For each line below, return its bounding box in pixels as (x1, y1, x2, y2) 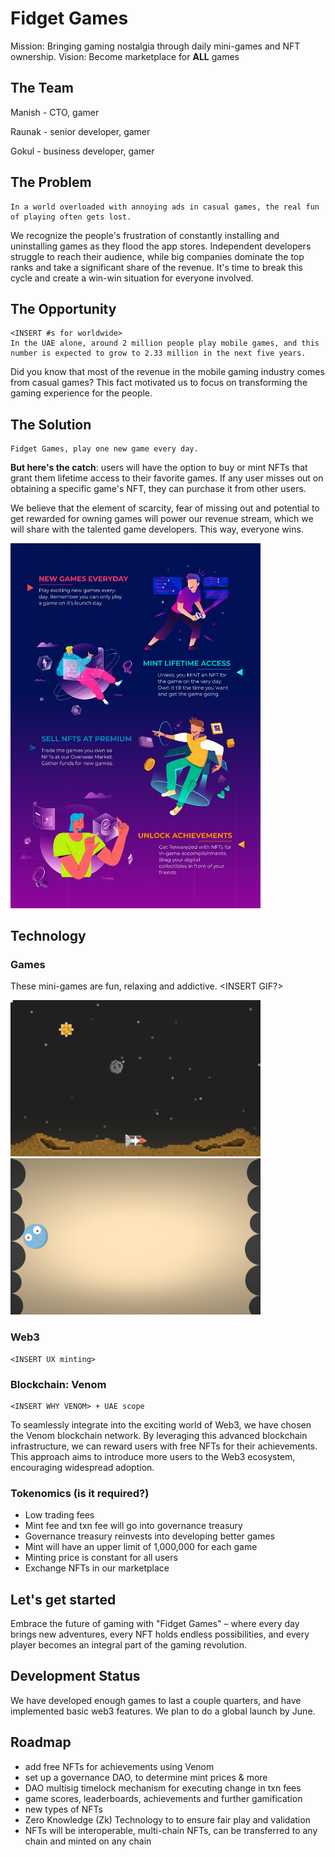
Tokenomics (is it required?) (10, 1486, 150, 1500)
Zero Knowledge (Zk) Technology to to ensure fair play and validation (24, 1813, 311, 1826)
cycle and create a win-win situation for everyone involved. (10, 272, 254, 284)
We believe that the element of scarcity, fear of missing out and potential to (10, 502, 320, 514)
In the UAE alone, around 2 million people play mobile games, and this (10, 338, 320, 349)
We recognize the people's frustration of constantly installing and (10, 229, 280, 241)
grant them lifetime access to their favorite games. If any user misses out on (10, 472, 324, 484)
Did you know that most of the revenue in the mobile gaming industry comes (10, 366, 325, 378)
